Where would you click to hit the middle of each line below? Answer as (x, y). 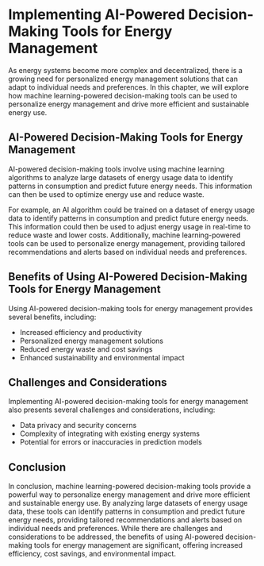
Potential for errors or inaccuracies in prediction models (111, 442)
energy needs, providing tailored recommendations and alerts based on (125, 520)
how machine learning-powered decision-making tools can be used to (123, 95)
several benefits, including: (52, 317)
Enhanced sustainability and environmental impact (102, 357)
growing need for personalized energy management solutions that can (123, 79)
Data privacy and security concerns (78, 425)
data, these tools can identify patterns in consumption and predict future (127, 512)
